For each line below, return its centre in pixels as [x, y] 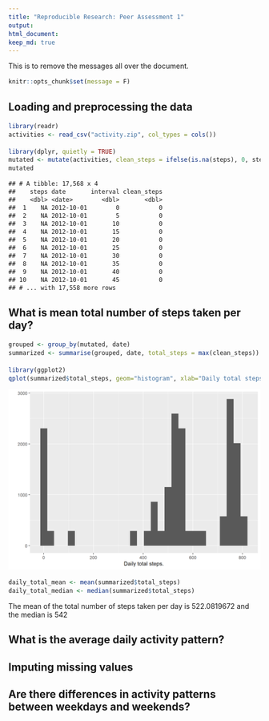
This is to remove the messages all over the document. [99, 66]
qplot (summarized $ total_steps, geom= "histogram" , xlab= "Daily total [125, 378]
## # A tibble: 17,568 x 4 [53, 184]
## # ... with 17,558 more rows [62, 288]
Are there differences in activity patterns [112, 694]
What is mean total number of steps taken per [125, 312]
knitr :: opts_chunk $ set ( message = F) [69, 82]
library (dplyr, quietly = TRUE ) [62, 151]
